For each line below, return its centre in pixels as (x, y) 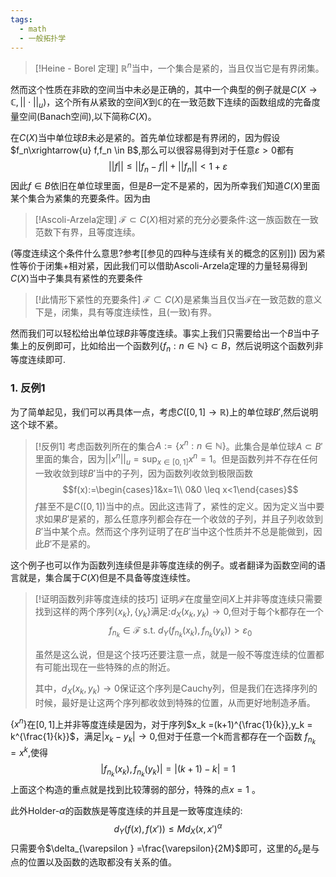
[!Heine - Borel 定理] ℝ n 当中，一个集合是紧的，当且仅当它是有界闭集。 (179, 68)
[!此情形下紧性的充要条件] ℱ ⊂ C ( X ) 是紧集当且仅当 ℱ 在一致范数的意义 (178, 299)
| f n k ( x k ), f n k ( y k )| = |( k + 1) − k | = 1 (168, 770)
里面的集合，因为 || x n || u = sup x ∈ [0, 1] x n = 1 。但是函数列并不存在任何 (176, 459)
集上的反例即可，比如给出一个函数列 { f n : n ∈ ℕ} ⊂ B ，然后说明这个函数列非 (167, 346)
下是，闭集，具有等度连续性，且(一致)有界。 (126, 312)
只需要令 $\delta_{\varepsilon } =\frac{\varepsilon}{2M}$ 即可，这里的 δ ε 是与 (165, 849)
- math (33, 29)
